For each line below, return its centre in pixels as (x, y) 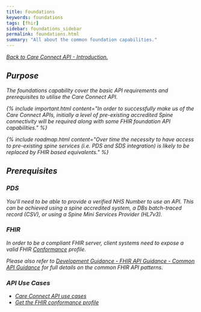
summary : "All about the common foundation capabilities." (82, 40)
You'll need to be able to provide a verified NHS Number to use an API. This (100, 201)
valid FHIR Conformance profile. (46, 249)
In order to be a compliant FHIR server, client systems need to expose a (95, 243)
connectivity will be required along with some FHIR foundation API (88, 121)
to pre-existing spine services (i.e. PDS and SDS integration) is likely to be (98, 146)
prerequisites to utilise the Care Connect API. (62, 96)
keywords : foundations (35, 17)
